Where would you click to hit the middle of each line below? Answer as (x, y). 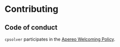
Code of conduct (31, 27)
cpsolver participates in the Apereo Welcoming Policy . (60, 39)
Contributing (31, 9)
